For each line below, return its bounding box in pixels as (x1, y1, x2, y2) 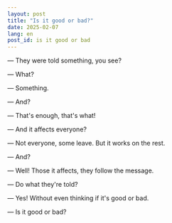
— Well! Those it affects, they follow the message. (7, 166, 154, 175)
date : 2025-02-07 (7, 23, 59, 31)
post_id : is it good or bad (7, 37, 91, 44)
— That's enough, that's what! (7, 111, 96, 120)
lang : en (7, 30, 33, 38)
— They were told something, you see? (7, 56, 122, 65)
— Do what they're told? (7, 180, 78, 189)
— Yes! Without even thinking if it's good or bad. (7, 194, 149, 202)
